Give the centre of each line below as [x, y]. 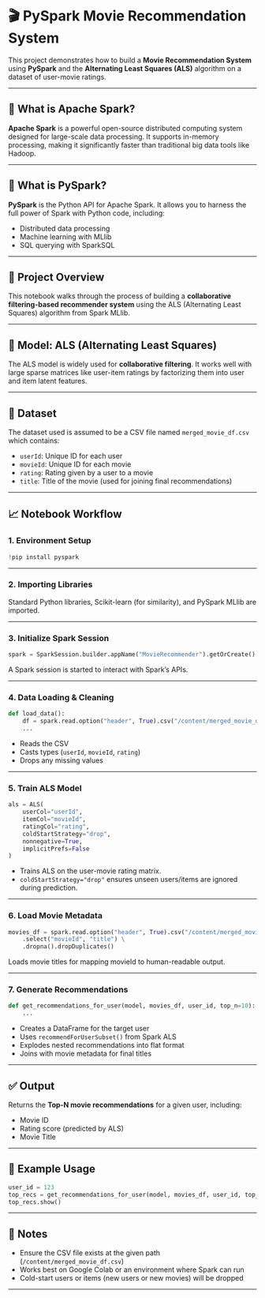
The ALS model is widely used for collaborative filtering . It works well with [130, 364]
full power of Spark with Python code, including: [87, 213]
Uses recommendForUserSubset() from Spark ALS [98, 1037]
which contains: [34, 441]
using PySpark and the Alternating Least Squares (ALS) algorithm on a [125, 68]
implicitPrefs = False [56, 849]
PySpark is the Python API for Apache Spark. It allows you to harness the [127, 204]
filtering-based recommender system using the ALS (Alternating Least [125, 305]
